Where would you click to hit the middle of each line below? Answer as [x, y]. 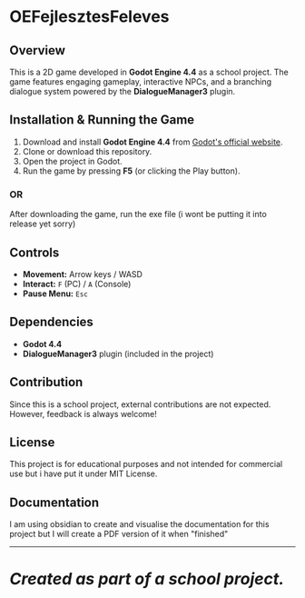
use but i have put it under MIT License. [84, 473]
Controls [34, 252]
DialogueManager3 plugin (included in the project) [118, 354]
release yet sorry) [43, 224]
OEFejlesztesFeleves [89, 17]
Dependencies [51, 322]
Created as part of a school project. [147, 579]
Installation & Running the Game [102, 120]
